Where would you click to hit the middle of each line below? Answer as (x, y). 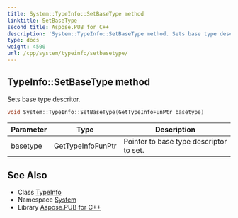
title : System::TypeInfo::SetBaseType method (75, 14)
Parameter (29, 130)
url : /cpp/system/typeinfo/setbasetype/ (68, 54)
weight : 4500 (27, 47)
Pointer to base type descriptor (175, 141)
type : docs (23, 40)
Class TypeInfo (39, 193)
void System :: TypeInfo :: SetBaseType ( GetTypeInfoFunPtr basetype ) (106, 112)
